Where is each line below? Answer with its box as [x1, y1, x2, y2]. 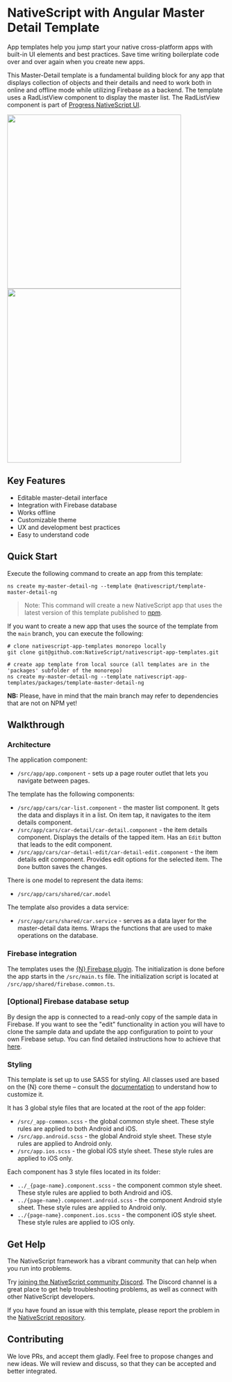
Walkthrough [7, 719, 65, 730]
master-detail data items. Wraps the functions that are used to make [17, 924, 213, 932]
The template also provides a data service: [7, 903, 129, 911]
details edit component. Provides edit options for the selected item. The [17, 855, 222, 864]
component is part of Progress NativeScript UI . [7, 100, 141, 109]
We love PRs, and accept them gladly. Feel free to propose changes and [7, 1352, 214, 1360]
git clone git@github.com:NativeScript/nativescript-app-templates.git [7, 649, 219, 656]
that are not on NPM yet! [7, 698, 78, 707]
